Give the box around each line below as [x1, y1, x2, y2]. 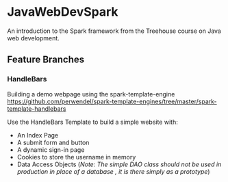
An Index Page [16, 131, 59, 139]
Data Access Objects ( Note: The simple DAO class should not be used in [16, 160, 222, 168]
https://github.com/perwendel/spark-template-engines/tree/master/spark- [7, 97, 217, 105]
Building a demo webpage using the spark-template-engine [7, 90, 175, 98]
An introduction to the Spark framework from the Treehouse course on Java [7, 27, 221, 35]
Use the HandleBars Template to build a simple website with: [7, 118, 178, 126]
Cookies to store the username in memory [16, 153, 136, 161]
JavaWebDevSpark [7, 4, 118, 20]
